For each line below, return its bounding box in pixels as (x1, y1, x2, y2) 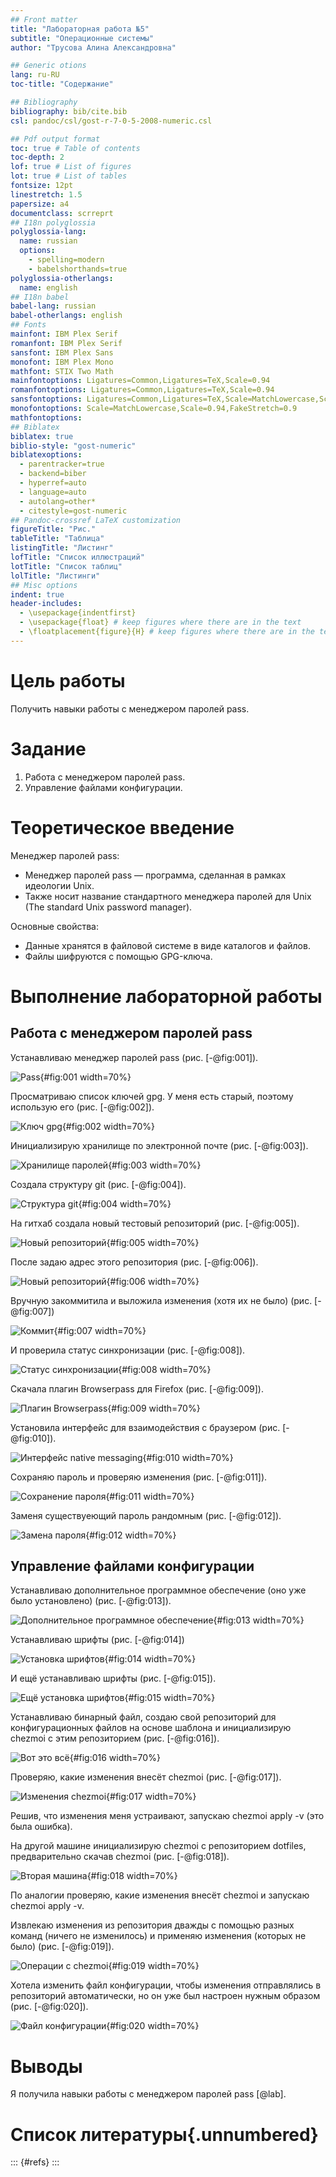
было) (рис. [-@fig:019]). (10, 1941, 115, 1953)
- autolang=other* (19, 496, 97, 506)
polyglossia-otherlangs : (10, 273, 114, 283)
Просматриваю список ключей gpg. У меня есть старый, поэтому (10, 1090, 294, 1102)
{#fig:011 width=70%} (105, 1490, 195, 1502)
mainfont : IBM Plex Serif (10, 329, 118, 339)
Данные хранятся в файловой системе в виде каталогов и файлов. (24, 939, 311, 951)
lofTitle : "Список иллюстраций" (10, 552, 145, 562)
